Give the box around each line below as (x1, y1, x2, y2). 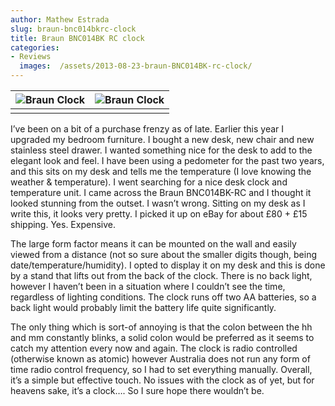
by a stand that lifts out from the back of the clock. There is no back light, (10, 270, 313, 281)
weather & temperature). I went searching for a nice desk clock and (10, 176, 288, 188)
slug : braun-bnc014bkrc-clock (10, 24, 137, 34)
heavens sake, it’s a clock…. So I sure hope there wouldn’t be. (10, 385, 265, 396)
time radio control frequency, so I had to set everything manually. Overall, (10, 364, 313, 375)
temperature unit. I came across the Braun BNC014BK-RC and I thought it (10, 187, 312, 198)
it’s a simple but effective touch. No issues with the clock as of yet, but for (10, 374, 315, 386)
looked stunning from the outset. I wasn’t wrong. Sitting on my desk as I (10, 197, 306, 209)
